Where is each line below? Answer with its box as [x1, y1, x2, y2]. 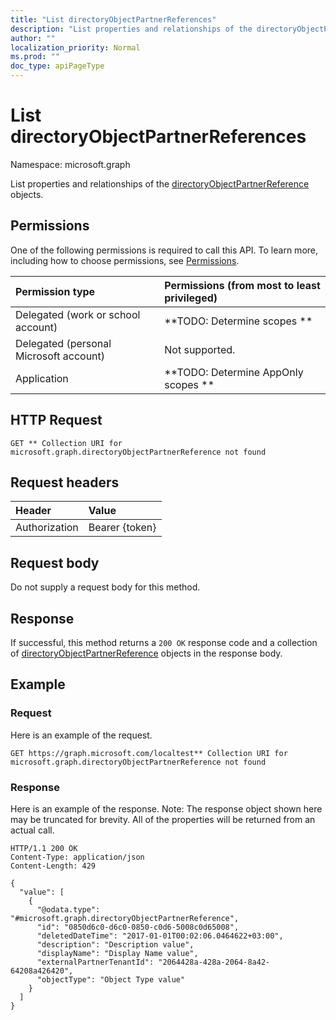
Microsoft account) [15, 349, 106, 363]
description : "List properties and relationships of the [10, 24, 253, 34]
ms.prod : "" [10, 52, 60, 62]
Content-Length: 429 [10, 861, 97, 871]
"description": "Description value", [36, 939, 195, 950]
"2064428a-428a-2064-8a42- [158, 957, 271, 967]
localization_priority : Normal [10, 42, 141, 53]
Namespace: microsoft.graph [10, 158, 131, 170]
